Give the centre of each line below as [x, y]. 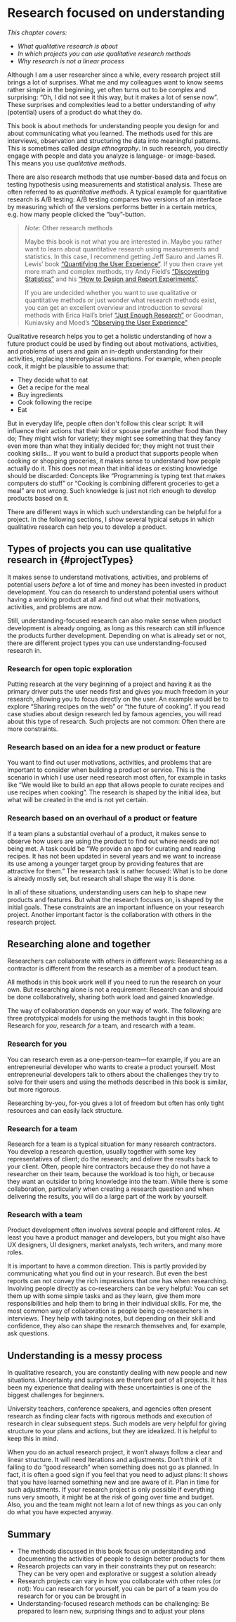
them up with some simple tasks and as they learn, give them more [104, 1296]
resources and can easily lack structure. [65, 1110]
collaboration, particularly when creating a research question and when [111, 1189]
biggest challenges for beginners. [56, 1395]
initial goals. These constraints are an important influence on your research [116, 907]
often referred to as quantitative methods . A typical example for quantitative [117, 192]
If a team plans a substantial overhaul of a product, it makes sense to [107, 833]
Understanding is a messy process [85, 1355]
